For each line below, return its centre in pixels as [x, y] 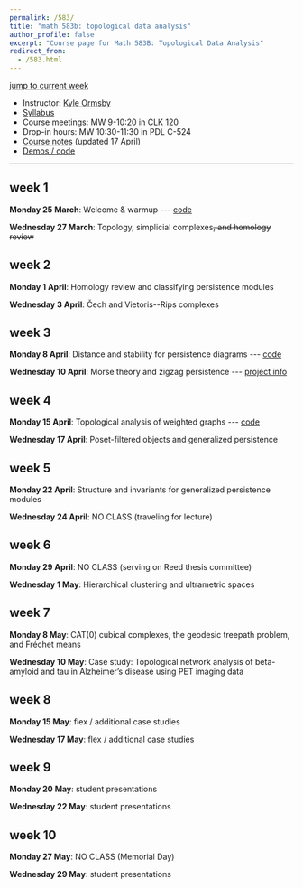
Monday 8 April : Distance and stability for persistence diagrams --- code [146, 354]
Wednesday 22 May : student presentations [90, 807]
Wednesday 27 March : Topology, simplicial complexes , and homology [140, 227]
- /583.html [40, 60]
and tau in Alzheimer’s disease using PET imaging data [142, 671]
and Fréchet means [45, 644]
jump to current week [49, 85]
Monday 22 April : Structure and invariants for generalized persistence [140, 490]
